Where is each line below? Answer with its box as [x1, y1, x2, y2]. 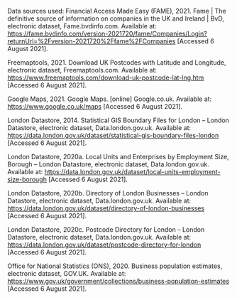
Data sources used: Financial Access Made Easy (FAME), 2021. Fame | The [7, 7, 226, 15]
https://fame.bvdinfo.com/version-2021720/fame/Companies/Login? [7, 29, 207, 38]
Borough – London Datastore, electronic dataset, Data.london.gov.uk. [7, 160, 209, 168]
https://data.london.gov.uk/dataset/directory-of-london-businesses [7, 204, 204, 213]
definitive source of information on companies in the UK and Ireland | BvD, [7, 14, 225, 23]
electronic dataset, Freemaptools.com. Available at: [7, 66, 158, 74]
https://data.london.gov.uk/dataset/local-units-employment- [44, 168, 221, 176]
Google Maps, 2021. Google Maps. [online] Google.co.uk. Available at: [7, 95, 212, 103]
